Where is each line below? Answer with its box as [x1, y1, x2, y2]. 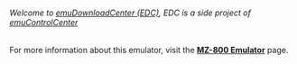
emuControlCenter [9, 16, 79, 27]
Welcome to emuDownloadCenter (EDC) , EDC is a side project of [9, 7, 251, 18]
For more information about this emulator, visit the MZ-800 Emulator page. [9, 45, 289, 56]
